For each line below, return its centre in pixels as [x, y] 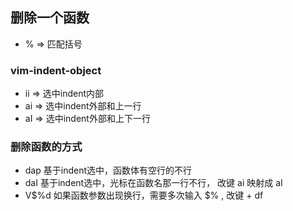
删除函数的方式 [46, 147]
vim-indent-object [56, 70]
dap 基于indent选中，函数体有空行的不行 [108, 170]
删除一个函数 [50, 18]
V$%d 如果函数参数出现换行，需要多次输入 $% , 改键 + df [144, 195]
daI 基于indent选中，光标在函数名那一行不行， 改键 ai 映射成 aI [153, 183]
